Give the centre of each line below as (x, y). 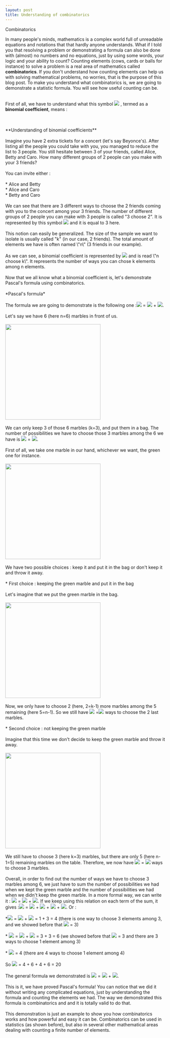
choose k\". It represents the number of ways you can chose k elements (80, 261)
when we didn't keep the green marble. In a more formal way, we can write (83, 895)
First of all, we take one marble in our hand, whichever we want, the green (83, 450)
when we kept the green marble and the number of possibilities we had (80, 889)
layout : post (19, 10)
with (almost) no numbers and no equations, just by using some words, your (85, 55)
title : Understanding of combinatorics (47, 15)
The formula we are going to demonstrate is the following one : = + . (84, 305)
